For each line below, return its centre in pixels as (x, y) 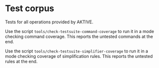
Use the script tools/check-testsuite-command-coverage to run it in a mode (79, 31)
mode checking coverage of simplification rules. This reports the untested (79, 56)
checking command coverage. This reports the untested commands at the (79, 36)
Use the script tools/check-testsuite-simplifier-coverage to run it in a (77, 51)
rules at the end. (21, 61)
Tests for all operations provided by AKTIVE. (49, 22)
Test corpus (30, 8)
